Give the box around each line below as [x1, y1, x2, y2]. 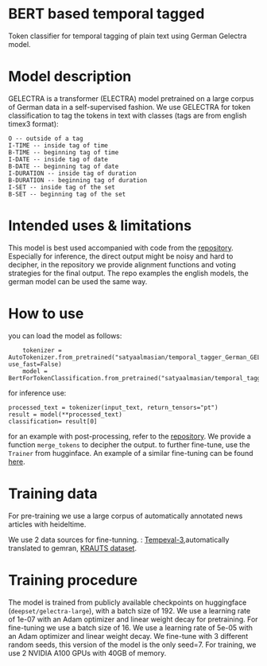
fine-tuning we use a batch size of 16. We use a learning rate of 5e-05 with [8, 622, 253, 633]
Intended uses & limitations [8, 216, 192, 235]
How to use [8, 305, 84, 322]
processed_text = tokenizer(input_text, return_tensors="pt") [8, 403, 219, 411]
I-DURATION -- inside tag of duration [8, 169, 137, 177]
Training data [8, 485, 98, 502]
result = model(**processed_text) [8, 411, 123, 419]
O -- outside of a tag [8, 134, 83, 142]
